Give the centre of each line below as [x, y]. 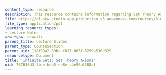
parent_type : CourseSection [34, 46]
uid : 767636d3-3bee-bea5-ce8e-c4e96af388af [51, 65]
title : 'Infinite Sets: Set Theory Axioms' [51, 60]
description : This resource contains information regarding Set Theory [80, 14]
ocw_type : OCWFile [24, 37]
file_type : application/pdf [34, 23]
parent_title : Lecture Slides [36, 42]
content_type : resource [30, 10]
